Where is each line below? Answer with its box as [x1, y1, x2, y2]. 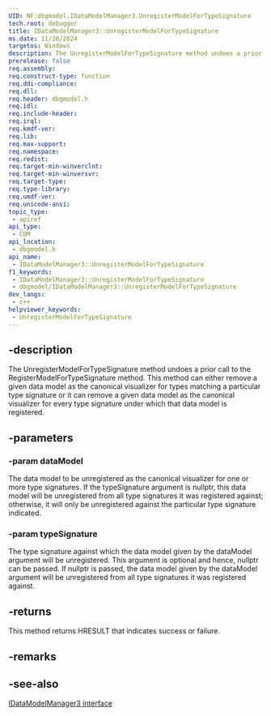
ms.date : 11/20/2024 [8, 34, 78, 43]
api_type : [8, 223, 42, 231]
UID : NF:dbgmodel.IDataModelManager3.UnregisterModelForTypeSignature [8, 11, 252, 20]
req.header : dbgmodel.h [8, 95, 89, 103]
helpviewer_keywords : [8, 305, 82, 313]
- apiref [11, 215, 42, 224]
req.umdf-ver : [8, 192, 57, 201]
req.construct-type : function [8, 72, 111, 80]
